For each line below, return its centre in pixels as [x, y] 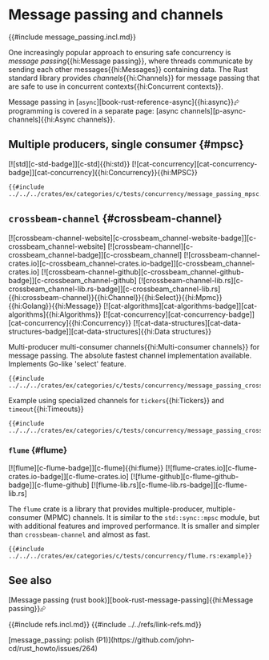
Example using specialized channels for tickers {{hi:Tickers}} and [116, 400]
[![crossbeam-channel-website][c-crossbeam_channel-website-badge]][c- [132, 238]
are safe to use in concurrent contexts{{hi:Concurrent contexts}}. [116, 86]
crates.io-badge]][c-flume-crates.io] [69, 476]
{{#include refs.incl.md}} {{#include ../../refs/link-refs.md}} [105, 624]
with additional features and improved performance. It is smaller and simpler [134, 526]
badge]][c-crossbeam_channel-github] [73, 280]
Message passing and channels [116, 15]
